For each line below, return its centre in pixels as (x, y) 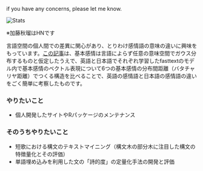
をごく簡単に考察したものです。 (46, 83)
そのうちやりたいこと (37, 132)
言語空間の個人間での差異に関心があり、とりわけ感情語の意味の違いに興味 (99, 46)
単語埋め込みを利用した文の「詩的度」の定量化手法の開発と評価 (95, 161)
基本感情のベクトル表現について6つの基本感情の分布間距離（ (98, 68)
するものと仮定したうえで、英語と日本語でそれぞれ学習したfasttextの (98, 61)
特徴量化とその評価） (42, 154)
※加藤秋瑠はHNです (31, 33)
